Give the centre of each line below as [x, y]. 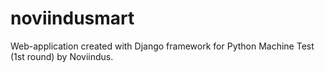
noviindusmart [72, 18]
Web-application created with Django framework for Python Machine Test [162, 46]
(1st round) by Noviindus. [62, 56]
